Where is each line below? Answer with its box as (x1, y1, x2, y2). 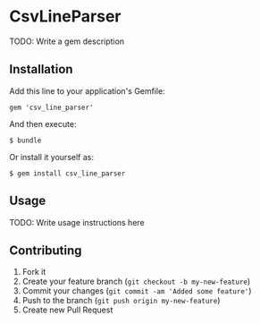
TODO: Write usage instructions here (9, 217, 145, 227)
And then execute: (9, 118, 77, 129)
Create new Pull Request (21, 304, 113, 315)
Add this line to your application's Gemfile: (9, 85, 165, 96)
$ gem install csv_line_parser (9, 168, 126, 178)
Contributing (9, 243, 82, 258)
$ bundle (9, 136, 42, 145)
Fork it (21, 267, 46, 277)
